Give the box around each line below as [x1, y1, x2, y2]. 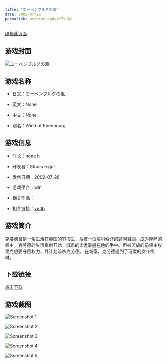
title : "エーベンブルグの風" [5, 7, 59, 12]
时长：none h [12, 153, 40, 159]
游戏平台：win [12, 184, 42, 190]
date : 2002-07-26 [5, 12, 41, 17]
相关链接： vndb [12, 205, 45, 211]
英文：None [12, 101, 37, 107]
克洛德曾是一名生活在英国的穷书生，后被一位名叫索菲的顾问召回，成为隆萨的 [5, 236, 162, 242]
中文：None [12, 112, 37, 118]
